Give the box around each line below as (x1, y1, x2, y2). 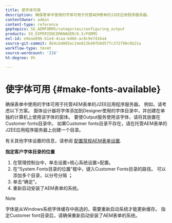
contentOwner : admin (5, 17, 50, 22)
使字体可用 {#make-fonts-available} (5, 83, 161, 95)
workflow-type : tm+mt (5, 46, 52, 51)
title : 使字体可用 (5, 7, 41, 13)
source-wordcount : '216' (5, 50, 59, 55)
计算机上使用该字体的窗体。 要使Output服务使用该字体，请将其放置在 (14, 114, 161, 120)
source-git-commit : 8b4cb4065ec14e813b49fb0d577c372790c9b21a (5, 41, 141, 46)
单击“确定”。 (12, 179, 40, 185)
